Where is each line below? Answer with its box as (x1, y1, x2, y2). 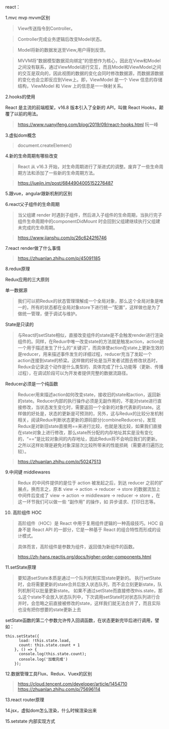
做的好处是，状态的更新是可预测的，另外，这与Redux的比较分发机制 (22, 411, 164, 416)
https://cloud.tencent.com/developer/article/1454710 (17, 681, 128, 687)
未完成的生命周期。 (17, 225, 58, 231)
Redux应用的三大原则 (5, 277, 49, 282)
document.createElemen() (17, 143, 72, 148)
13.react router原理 (5, 697, 44, 703)
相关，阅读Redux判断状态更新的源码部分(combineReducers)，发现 (17, 417, 156, 423)
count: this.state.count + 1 (18, 642, 80, 648)
